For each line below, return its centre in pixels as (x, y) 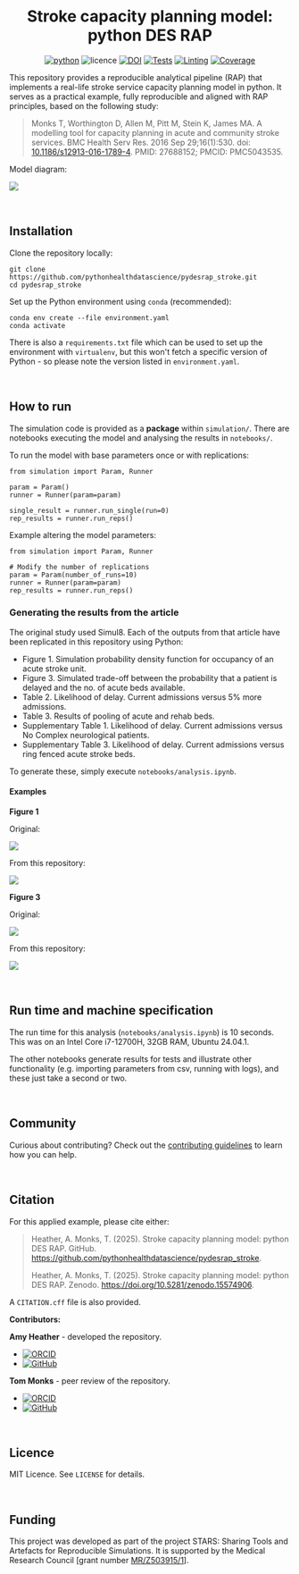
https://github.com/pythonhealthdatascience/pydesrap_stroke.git (133, 277)
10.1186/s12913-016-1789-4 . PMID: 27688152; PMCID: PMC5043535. (157, 152)
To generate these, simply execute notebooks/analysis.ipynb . (123, 771)
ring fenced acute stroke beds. (79, 753)
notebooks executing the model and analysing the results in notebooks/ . (141, 438)
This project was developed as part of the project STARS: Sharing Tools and (149, 1541)
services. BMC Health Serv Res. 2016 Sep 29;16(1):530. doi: (141, 142)
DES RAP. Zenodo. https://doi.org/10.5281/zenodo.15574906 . (142, 1284)
